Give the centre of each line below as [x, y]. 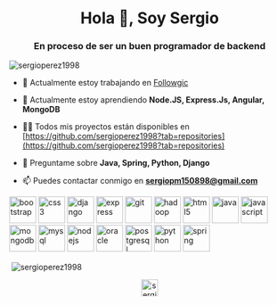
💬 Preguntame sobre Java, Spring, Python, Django [116, 163]
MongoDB [41, 110]
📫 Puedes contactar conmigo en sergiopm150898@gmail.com [140, 181]
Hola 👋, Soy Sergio [150, 18]
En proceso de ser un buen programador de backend [150, 46]
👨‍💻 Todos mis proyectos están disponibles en [106, 127]
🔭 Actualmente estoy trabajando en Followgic [105, 83]
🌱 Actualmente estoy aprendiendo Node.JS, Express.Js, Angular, [143, 100]
